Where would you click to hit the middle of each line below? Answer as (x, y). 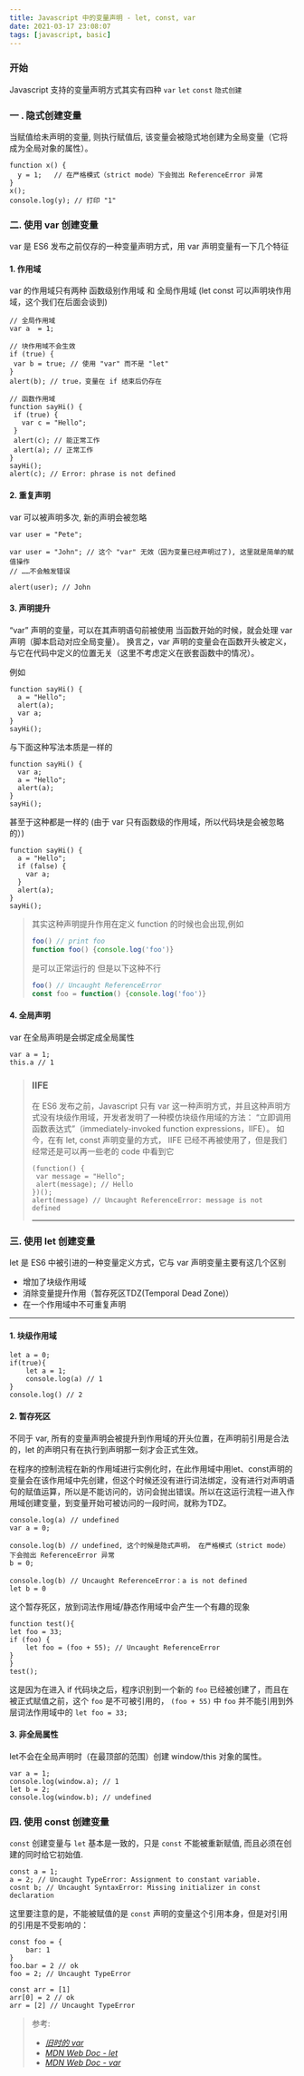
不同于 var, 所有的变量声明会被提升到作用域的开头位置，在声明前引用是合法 (149, 1438)
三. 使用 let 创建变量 (52, 1241)
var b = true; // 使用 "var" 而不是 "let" (91, 364)
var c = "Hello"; (54, 423)
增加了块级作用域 (54, 1282)
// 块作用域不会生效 (43, 347)
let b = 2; (30, 1789)
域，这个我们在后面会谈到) (59, 302)
